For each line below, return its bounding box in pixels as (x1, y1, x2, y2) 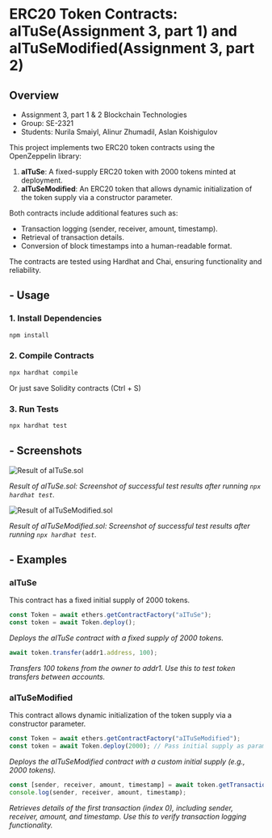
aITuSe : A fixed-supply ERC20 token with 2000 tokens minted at (20, 167, 236, 176)
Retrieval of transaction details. (20, 233, 124, 242)
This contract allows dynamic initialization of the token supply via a (9, 710, 232, 720)
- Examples (9, 553, 68, 567)
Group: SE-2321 (20, 119, 74, 128)
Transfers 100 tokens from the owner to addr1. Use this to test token (9, 664, 236, 673)
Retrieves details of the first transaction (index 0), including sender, (9, 802, 233, 812)
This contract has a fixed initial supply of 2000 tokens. (9, 595, 190, 605)
